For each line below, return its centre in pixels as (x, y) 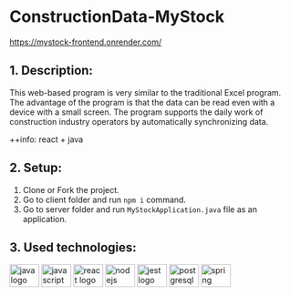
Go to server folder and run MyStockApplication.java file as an (140, 209)
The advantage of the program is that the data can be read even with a (142, 102)
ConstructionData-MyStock (117, 17)
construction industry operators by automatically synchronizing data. (139, 121)
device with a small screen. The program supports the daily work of (136, 112)
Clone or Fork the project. (71, 189)
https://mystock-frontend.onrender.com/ (86, 42)
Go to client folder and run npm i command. (104, 199)
